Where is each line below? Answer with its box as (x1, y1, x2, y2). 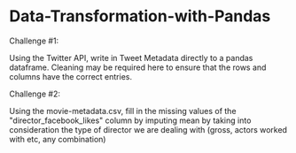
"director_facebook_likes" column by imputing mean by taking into (9, 115, 252, 126)
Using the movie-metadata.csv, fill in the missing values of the (9, 105, 237, 116)
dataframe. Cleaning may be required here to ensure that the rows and (9, 62, 267, 73)
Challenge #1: (9, 35, 59, 46)
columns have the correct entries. (9, 71, 133, 81)
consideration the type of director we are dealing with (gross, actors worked (9, 124, 288, 134)
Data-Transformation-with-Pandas (9, 6, 271, 27)
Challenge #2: (9, 88, 60, 99)
